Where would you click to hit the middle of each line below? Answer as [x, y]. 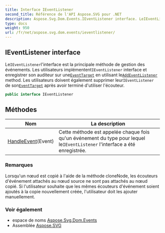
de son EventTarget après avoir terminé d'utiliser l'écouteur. [65, 85]
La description [108, 124]
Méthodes [21, 110]
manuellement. [20, 197]
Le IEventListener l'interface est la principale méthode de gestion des [75, 64]
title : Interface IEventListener [39, 10]
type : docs [16, 23]
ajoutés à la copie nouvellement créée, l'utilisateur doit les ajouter [71, 191]
